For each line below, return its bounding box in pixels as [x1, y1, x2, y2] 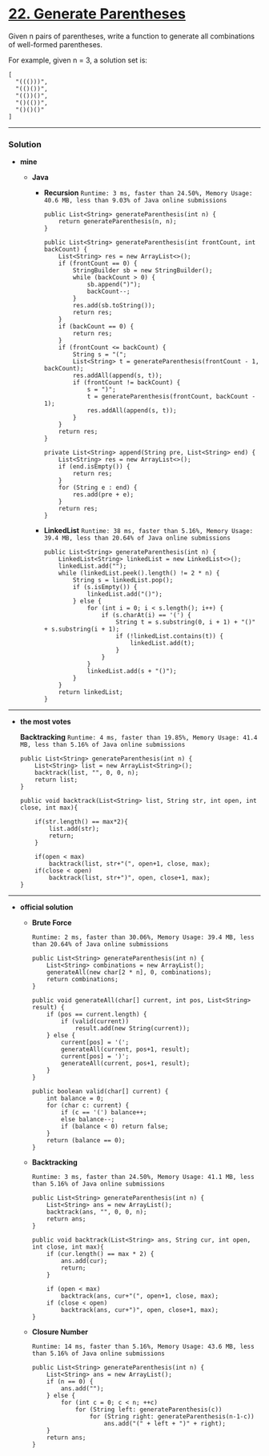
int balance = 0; [46, 1094, 104, 1103]
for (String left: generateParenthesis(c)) [74, 1406, 223, 1414]
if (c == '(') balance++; [60, 1109, 147, 1117]
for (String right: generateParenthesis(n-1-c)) [89, 1413, 255, 1421]
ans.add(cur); [60, 1257, 108, 1265]
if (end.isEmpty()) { [58, 463, 130, 471]
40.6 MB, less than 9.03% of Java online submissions [43, 197, 227, 205]
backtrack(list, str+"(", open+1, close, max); [49, 860, 211, 868]
